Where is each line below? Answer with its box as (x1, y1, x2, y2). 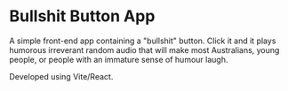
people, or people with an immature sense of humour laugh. (9, 54, 228, 64)
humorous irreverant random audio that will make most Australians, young (9, 44, 280, 55)
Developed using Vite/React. (9, 71, 114, 81)
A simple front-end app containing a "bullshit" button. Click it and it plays (9, 35, 276, 46)
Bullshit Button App (9, 6, 156, 27)
